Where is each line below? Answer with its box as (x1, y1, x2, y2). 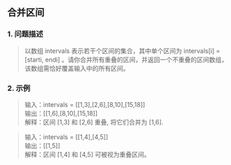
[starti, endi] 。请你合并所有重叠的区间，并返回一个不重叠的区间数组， (24, 55, 228, 64)
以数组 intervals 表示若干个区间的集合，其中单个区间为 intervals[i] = (24, 46, 220, 55)
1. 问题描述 (7, 29, 44, 39)
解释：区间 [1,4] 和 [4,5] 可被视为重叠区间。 (24, 150, 151, 159)
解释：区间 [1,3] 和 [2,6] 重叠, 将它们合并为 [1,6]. (24, 117, 164, 126)
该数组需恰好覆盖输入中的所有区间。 (24, 64, 130, 72)
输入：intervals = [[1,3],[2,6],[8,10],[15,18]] (24, 100, 145, 108)
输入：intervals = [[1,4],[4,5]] (24, 132, 109, 141)
